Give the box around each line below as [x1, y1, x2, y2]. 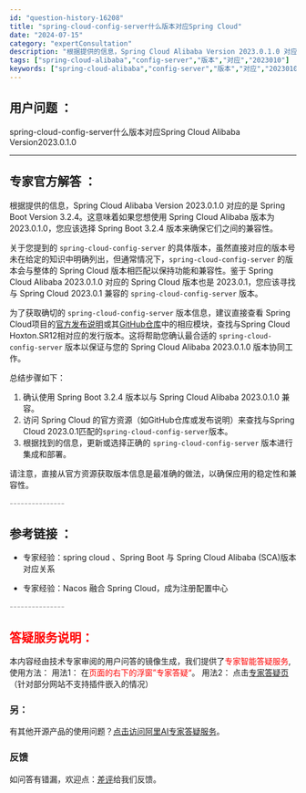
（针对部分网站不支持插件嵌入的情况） [9, 679, 153, 690]
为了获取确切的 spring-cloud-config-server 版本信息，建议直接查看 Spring [9, 307, 291, 318]
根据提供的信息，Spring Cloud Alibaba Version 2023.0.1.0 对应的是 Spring [9, 200, 285, 211]
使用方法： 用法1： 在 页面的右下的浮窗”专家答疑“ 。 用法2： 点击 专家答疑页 [9, 667, 290, 678]
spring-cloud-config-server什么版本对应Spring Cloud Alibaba [9, 126, 240, 137]
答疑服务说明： [9, 630, 94, 645]
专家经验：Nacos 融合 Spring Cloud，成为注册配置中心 [22, 583, 229, 594]
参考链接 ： [9, 526, 73, 541]
